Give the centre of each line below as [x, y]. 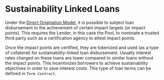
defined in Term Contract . [31, 73]
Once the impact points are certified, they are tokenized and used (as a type [82, 47]
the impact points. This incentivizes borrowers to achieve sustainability [77, 63]
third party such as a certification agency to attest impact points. [70, 38]
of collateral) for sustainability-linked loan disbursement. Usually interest [78, 53]
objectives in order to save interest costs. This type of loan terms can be [78, 68]
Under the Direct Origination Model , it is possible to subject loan [70, 22]
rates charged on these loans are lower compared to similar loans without [79, 58]
